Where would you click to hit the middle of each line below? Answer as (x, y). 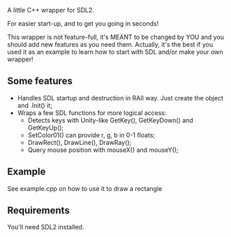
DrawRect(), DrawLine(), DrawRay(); (80, 142)
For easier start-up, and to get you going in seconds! (83, 23)
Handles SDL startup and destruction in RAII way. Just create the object (120, 98)
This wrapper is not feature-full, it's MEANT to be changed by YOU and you (116, 37)
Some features (40, 81)
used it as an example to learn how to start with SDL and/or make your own (115, 52)
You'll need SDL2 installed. (46, 227)
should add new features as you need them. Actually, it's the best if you (110, 44)
